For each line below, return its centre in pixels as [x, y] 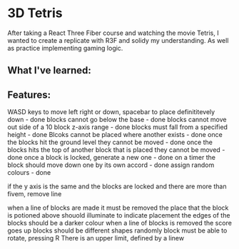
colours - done [29, 173]
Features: [29, 95]
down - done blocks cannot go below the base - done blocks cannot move [117, 120]
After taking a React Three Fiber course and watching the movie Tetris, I [113, 33]
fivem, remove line [35, 194]
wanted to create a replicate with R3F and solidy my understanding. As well [118, 40]
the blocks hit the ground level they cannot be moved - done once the [110, 142]
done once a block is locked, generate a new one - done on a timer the [112, 158]
